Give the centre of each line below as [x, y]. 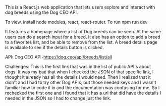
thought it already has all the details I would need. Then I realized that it [78, 77]
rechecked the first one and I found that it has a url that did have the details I [83, 93]
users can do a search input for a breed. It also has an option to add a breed [83, 37]
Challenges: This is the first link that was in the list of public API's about [78, 67]
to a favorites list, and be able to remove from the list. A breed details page [81, 42]
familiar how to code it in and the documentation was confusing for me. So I [83, 88]
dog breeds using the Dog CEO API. [42, 12]
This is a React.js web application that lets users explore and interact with [80, 7]
